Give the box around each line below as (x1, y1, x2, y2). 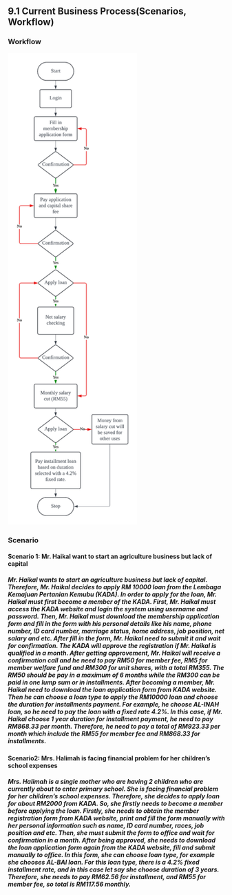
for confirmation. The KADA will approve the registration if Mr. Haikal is (8, 642, 217, 650)
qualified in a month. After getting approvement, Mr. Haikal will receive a (8, 649, 221, 658)
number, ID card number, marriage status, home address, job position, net (8, 627, 224, 636)
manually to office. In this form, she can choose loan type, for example (8, 851, 215, 858)
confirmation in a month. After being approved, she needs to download (8, 836, 216, 844)
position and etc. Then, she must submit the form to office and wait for (8, 829, 215, 837)
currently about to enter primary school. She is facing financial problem (8, 785, 219, 793)
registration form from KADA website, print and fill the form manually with (8, 814, 225, 822)
